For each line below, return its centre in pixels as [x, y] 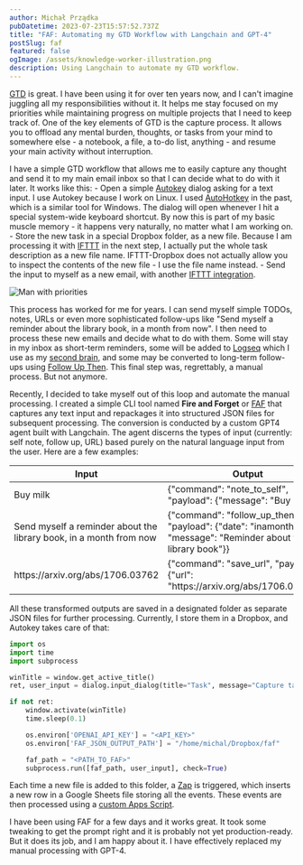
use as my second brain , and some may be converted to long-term [133, 357]
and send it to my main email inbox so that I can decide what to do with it [145, 178]
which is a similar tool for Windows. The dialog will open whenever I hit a [144, 207]
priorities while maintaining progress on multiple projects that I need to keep [151, 113]
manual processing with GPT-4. [68, 851]
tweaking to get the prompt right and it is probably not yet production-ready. [151, 832]
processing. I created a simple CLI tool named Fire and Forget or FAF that [146, 404]
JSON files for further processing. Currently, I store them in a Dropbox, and [149, 618]
